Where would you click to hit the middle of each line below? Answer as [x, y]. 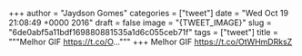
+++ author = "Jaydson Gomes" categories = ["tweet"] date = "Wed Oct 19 [148, 13]
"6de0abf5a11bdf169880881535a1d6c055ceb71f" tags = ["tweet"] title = [143, 32]
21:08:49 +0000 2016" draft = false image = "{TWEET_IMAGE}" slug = [140, 23]
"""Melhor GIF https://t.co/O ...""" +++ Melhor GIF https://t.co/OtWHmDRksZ [151, 42]
